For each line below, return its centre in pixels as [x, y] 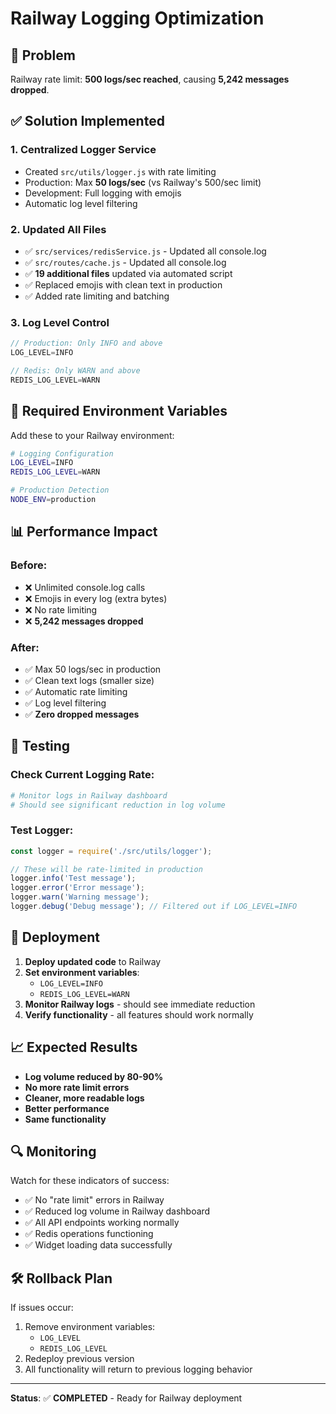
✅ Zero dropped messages [82, 714]
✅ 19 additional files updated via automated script [128, 273]
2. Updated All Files [58, 229]
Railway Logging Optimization [137, 18]
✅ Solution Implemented [87, 121]
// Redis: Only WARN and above [75, 371]
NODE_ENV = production [53, 500]
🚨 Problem [43, 55]
